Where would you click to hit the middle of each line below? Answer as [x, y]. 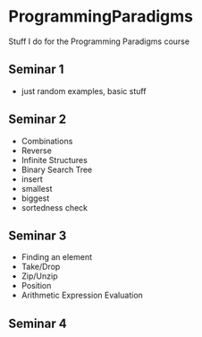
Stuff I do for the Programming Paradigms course [99, 41]
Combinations [47, 141]
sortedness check [55, 207]
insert [32, 179]
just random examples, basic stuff [84, 91]
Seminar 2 [38, 120]
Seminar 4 [38, 323]
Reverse [37, 151]
